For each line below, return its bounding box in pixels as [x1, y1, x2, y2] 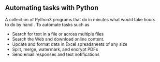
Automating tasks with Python [5, 4, 99, 12]
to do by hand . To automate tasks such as [5, 22, 89, 27]
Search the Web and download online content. [12, 36, 105, 42]
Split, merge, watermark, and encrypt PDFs [12, 46, 98, 52]
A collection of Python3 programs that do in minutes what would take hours [5, 16, 156, 22]
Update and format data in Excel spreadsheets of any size [12, 41, 128, 47]
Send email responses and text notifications [12, 51, 100, 57]
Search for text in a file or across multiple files [12, 31, 104, 37]
